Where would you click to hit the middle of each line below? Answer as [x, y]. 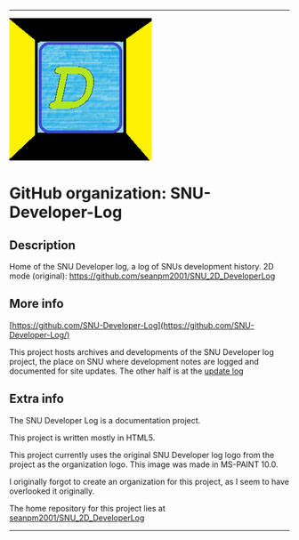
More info [36, 304]
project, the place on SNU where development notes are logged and [134, 361]
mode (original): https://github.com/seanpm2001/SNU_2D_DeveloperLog [142, 276]
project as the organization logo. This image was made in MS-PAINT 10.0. [144, 464]
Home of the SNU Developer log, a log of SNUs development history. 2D [141, 266]
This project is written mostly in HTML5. [82, 438]
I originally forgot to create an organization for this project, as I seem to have [149, 481]
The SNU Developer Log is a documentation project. [105, 420]
